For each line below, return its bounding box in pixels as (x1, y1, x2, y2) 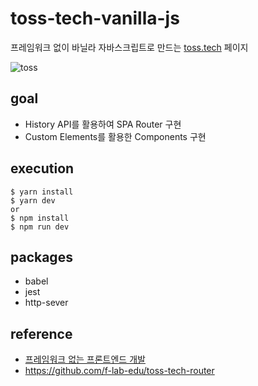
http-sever (24, 297, 69, 309)
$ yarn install (10, 187, 74, 197)
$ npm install (10, 213, 70, 223)
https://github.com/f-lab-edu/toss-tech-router (24, 365, 215, 377)
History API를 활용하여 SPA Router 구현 (24, 118, 182, 130)
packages (10, 248, 73, 266)
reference (10, 325, 73, 342)
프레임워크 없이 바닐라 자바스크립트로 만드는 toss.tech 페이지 (10, 41, 249, 53)
